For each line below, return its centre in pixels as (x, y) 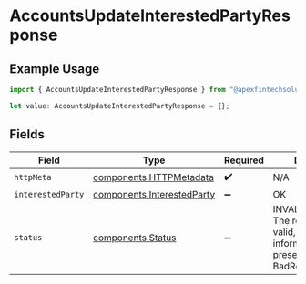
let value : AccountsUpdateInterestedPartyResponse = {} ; (120, 106)
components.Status (134, 238)
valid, (284, 231)
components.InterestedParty (154, 194)
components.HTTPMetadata (153, 177)
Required (244, 160)
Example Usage (55, 69)
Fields (27, 134)
